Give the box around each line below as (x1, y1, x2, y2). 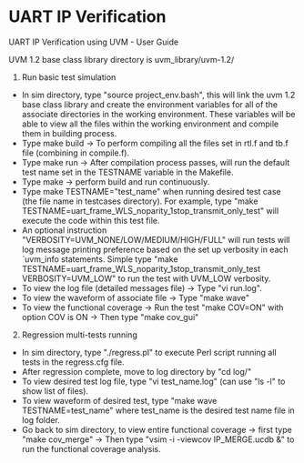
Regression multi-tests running (21, 329, 137, 340)
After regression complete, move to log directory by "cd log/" (21, 366, 252, 377)
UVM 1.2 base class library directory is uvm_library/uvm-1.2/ (8, 54, 235, 65)
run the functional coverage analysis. (21, 443, 161, 454)
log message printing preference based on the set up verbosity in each (21, 244, 289, 255)
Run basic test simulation (21, 71, 117, 83)
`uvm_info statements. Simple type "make (21, 253, 178, 265)
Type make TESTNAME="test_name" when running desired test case (21, 186, 281, 196)
